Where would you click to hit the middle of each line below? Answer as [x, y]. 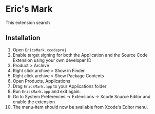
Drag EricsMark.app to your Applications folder [59, 86]
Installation [23, 38]
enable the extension [34, 102]
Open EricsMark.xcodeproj [39, 49]
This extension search [28, 23]
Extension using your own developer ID [52, 60]
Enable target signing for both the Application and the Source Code [80, 55]
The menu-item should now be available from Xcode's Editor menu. [80, 107]
